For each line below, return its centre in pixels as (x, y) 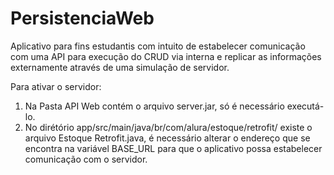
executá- (305, 106)
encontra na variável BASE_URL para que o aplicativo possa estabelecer (173, 148)
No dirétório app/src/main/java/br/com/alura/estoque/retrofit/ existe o (168, 127)
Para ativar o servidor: (56, 86)
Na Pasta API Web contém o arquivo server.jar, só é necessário (154, 106)
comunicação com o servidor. (86, 159)
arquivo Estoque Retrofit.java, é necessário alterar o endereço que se (167, 138)
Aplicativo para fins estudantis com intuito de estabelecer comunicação (158, 46)
